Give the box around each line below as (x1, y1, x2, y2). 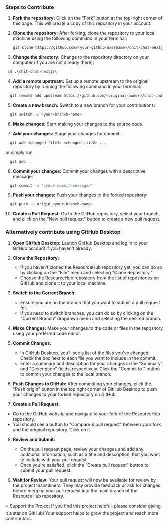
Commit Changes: (12, 340, 52, 346)
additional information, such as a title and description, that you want (20, 451, 160, 457)
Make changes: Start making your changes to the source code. (12, 121, 144, 127)
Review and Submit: (12, 436, 55, 442)
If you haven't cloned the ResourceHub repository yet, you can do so (20, 264, 162, 270)
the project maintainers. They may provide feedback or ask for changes (12, 482, 161, 488)
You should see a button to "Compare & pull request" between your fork (12, 421, 161, 427)
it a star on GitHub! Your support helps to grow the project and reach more (5, 510, 159, 516)
